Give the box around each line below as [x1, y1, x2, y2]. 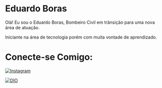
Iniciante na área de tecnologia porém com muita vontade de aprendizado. [5, 34, 157, 40]
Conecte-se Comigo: [5, 51, 93, 63]
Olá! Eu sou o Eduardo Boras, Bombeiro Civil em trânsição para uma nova [5, 19, 155, 25]
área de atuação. [5, 24, 40, 30]
